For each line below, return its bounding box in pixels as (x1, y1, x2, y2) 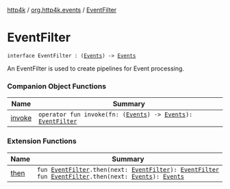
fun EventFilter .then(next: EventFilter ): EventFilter (36, 166, 220, 173)
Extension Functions (7, 136, 77, 146)
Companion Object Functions (7, 81, 107, 91)
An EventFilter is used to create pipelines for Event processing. (7, 64, 185, 73)
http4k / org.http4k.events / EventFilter (7, 6, 117, 14)
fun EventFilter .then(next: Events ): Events (36, 173, 185, 180)
